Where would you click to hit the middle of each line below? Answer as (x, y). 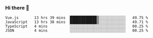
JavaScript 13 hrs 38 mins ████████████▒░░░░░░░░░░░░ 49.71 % (77, 22)
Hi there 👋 (17, 8)
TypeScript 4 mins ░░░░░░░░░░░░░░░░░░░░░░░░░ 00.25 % (77, 26)
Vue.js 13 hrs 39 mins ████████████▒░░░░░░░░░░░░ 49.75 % (77, 18)
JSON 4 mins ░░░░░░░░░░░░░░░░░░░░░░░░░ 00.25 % (77, 31)
